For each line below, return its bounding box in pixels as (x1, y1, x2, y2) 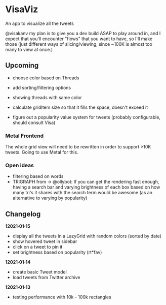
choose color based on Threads (12, 75, 79, 81)
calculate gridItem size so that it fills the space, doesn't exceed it (12, 104, 148, 110)
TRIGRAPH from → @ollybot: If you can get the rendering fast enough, (12, 179, 159, 185)
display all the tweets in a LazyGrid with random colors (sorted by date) (12, 233, 162, 239)
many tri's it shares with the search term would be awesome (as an (12, 190, 153, 196)
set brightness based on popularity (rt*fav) (12, 249, 102, 255)
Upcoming (5, 61, 39, 70)
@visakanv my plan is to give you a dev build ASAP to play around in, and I (5, 30, 161, 36)
